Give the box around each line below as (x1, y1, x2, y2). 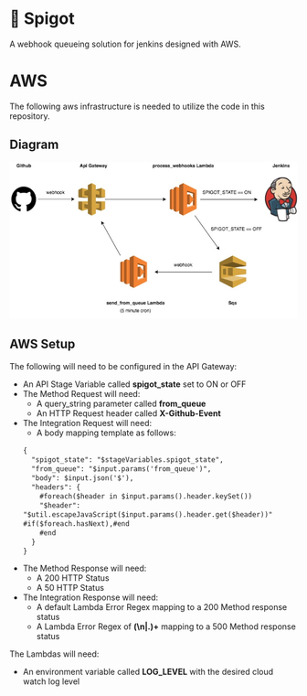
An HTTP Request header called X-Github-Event (36, 407, 221, 419)
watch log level (22, 676, 80, 687)
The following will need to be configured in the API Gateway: (9, 360, 238, 371)
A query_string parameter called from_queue (36, 398, 206, 409)
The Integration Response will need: (22, 592, 158, 603)
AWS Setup (9, 337, 76, 352)
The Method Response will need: (22, 562, 147, 573)
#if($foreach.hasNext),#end (22, 519, 130, 529)
